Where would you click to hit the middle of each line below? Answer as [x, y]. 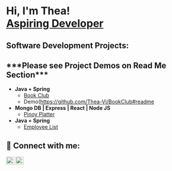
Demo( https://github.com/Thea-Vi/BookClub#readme [89, 102]
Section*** [27, 75]
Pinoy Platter [39, 115]
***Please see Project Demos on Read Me [86, 66]
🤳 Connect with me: [43, 146]
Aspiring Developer [55, 23]
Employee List [41, 127]
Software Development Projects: [68, 45]
